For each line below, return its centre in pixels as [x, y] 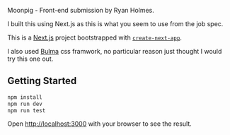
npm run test [27, 110]
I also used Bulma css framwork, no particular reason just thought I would [115, 51]
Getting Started [42, 81]
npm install [25, 97]
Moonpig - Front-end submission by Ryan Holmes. [81, 10]
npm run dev [25, 104]
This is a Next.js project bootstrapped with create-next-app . [95, 37]
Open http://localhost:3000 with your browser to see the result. [100, 124]
